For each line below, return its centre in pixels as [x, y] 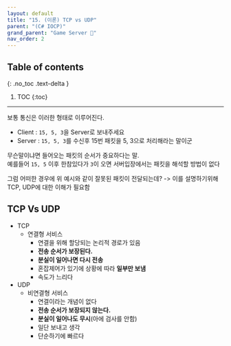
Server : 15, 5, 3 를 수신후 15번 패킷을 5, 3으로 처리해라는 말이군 [104, 140]
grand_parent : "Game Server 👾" [52, 33]
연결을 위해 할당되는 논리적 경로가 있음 [89, 242]
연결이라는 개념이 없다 [67, 301]
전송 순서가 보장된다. [65, 251]
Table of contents [45, 67]
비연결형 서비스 [48, 292]
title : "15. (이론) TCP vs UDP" [52, 20]
